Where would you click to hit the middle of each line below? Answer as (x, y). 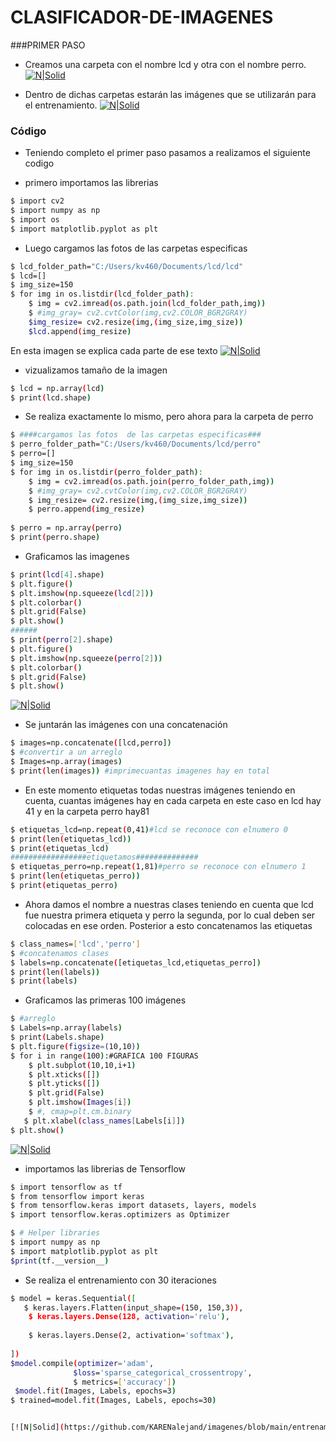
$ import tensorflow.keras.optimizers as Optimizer (120, 1215)
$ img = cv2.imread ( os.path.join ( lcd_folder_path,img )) (147, 304)
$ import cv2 (37, 201)
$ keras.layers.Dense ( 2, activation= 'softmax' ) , (131, 1336)
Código (28, 131)
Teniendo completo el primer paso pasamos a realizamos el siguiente (167, 153)
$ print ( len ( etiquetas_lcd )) (71, 839)
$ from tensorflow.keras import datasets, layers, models (133, 1206)
